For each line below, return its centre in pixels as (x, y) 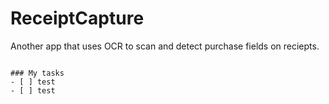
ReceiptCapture (77, 18)
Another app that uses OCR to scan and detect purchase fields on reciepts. (165, 46)
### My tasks (37, 73)
